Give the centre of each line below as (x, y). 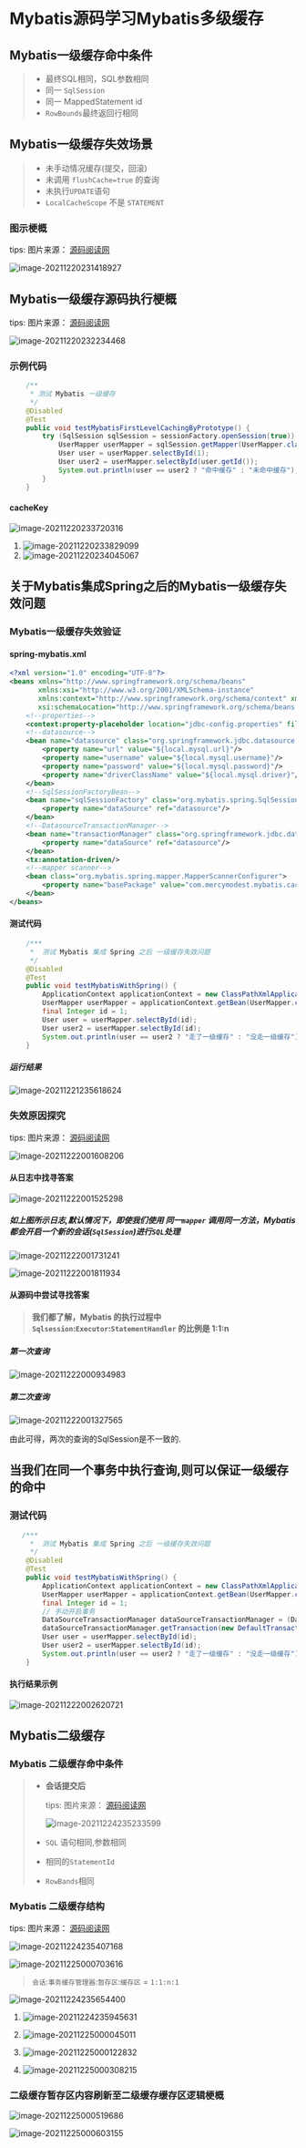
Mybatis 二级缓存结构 (57, 1906)
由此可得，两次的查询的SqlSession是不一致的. (95, 1439)
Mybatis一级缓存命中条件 (81, 55)
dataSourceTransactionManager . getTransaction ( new (138, 1629)
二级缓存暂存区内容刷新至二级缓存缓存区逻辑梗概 (117, 2095)
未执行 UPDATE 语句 (78, 190)
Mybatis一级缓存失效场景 (81, 144)
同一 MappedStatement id (94, 102)
